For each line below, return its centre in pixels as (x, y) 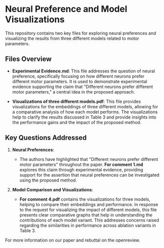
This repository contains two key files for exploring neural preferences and (81, 33)
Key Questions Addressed (46, 138)
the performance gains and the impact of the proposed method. (77, 122)
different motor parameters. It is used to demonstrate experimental (80, 81)
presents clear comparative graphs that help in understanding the (86, 215)
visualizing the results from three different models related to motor (72, 38)
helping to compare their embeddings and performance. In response (89, 204)
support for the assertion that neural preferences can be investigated (89, 175)
